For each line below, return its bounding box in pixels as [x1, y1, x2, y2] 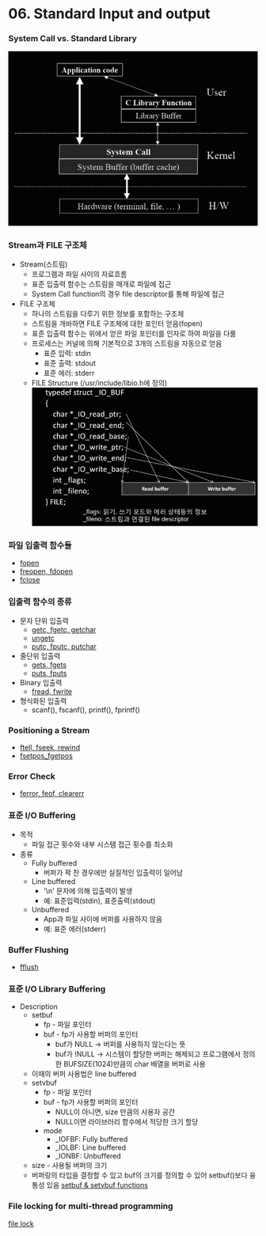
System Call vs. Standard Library [8, 33, 137, 44]
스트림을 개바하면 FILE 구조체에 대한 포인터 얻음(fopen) [31, 318, 203, 328]
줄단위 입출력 [19, 650, 61, 661]
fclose [19, 575, 40, 585]
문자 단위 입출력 [19, 616, 69, 625]
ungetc [31, 633, 55, 643]
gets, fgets [31, 660, 67, 669]
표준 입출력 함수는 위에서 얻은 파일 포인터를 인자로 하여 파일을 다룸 [31, 328, 237, 338]
